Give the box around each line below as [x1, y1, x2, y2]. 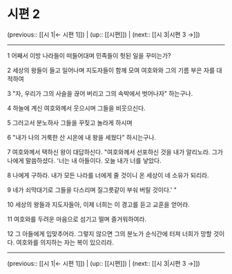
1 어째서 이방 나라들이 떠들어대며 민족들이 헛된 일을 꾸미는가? [7, 51, 171, 59]
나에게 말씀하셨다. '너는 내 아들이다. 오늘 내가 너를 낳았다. [7, 156, 162, 165]
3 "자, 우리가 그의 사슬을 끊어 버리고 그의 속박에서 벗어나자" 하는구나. [7, 89, 193, 97]
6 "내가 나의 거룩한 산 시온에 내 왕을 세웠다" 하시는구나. [7, 133, 157, 141]
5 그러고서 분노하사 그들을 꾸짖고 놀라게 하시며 [7, 118, 133, 127]
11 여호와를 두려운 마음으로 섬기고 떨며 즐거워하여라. [7, 215, 147, 223]
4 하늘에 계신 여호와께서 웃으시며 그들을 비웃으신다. [7, 104, 146, 112]
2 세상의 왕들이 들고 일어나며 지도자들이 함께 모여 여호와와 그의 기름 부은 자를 [7, 66, 215, 74]
